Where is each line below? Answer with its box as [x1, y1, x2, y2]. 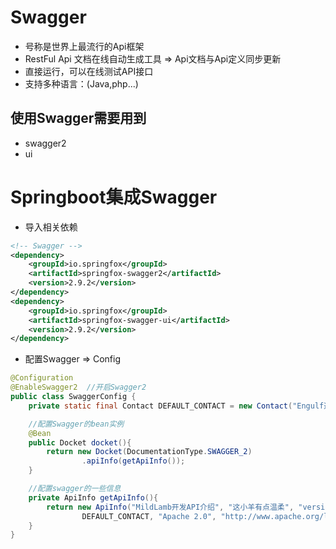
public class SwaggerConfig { [10, 392, 137, 402]
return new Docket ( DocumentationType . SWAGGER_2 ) [46, 447, 253, 457]
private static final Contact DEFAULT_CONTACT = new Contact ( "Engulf [28, 401, 325, 411]
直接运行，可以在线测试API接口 [24, 65, 154, 77]
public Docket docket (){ [28, 437, 132, 448]
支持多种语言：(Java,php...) [24, 77, 139, 90]
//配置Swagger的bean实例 [28, 419, 125, 429]
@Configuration [10, 373, 74, 383]
